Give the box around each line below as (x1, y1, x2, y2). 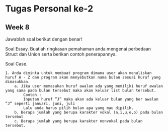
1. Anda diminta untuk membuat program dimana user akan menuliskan (5, 70, 152, 75)
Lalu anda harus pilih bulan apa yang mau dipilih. (23, 105, 134, 110)
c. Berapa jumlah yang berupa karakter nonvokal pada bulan (14, 118, 143, 123)
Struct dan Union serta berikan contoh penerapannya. (5, 51, 117, 57)
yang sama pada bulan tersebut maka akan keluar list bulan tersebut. (5, 88, 156, 93)
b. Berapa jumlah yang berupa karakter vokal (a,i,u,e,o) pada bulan (14, 110, 163, 115)
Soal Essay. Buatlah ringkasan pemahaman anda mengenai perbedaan (5, 46, 151, 51)
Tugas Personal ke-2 (5, 3, 94, 14)
